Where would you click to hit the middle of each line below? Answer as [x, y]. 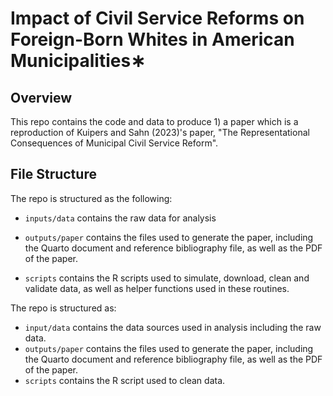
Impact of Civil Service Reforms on [157, 18]
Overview [41, 97]
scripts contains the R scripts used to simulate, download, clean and [167, 278]
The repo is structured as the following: [91, 198]
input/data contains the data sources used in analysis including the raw [173, 327]
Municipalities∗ [78, 61]
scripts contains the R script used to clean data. [125, 380]
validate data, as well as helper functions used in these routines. [157, 288]
